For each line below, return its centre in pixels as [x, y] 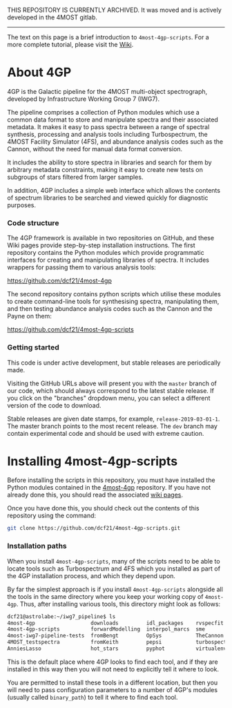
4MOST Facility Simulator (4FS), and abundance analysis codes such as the [115, 142]
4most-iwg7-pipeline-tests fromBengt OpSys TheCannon [116, 636]
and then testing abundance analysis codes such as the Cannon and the [110, 309]
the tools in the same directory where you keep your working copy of [105, 596]
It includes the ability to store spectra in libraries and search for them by [109, 162]
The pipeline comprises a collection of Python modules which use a [104, 112]
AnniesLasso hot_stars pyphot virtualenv [117, 649]
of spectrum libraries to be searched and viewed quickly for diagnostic [108, 198]
